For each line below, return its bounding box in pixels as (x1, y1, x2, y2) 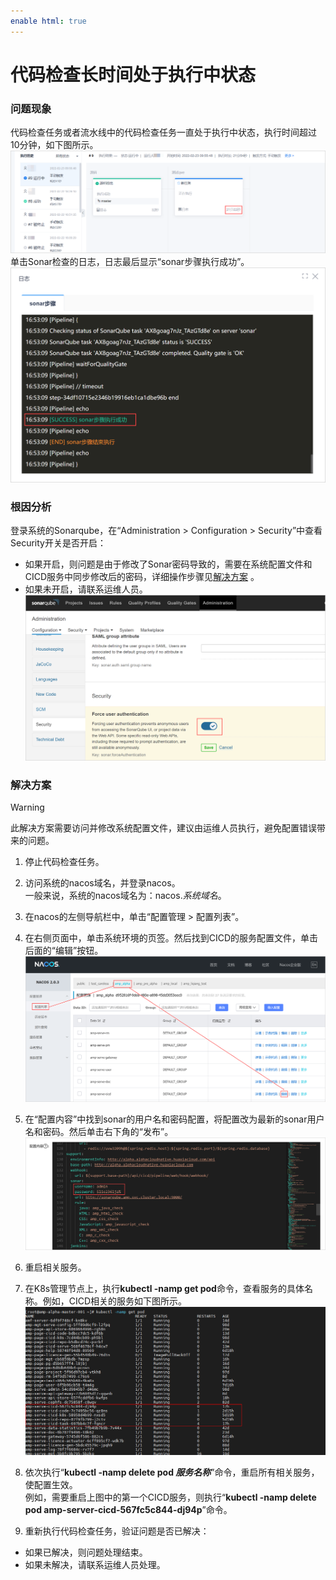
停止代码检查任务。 (24, 856, 105, 868)
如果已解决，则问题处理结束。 (24, 1546, 148, 1558)
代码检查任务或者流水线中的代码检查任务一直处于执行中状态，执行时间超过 (10, 126, 317, 139)
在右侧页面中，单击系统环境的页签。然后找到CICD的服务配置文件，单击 (24, 932, 319, 944)
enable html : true (10, 16, 87, 26)
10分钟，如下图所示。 (10, 139, 99, 151)
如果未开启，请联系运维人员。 (24, 583, 148, 595)
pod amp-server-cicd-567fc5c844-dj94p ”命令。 (24, 1503, 233, 1515)
